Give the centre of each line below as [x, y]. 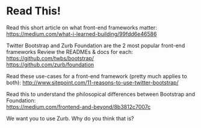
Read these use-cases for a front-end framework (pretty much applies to [97, 76]
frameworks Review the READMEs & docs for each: [70, 51]
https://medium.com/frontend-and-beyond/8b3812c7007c [79, 106]
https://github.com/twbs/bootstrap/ [50, 58]
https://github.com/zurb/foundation [50, 65]
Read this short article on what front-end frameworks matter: [82, 28]
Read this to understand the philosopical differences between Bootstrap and [101, 94]
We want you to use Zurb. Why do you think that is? [70, 118]
